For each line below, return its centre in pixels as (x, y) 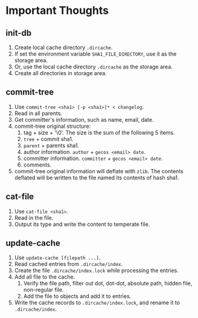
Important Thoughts (57, 11)
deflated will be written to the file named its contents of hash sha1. (97, 177)
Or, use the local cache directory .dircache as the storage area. (94, 67)
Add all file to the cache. (45, 277)
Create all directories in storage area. (60, 73)
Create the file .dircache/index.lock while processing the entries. (97, 271)
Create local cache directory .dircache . (63, 47)
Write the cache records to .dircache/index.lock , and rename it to (97, 303)
